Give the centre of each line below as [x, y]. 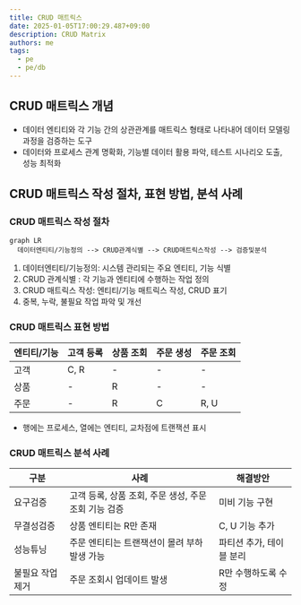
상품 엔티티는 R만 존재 [113, 525]
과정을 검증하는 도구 [57, 141]
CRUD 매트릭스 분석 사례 [60, 453]
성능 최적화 [42, 163]
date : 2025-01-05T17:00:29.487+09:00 [80, 26]
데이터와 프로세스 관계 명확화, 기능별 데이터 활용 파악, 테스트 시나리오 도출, [152, 151]
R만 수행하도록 [247, 573]
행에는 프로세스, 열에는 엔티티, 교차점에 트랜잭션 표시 [114, 428]
